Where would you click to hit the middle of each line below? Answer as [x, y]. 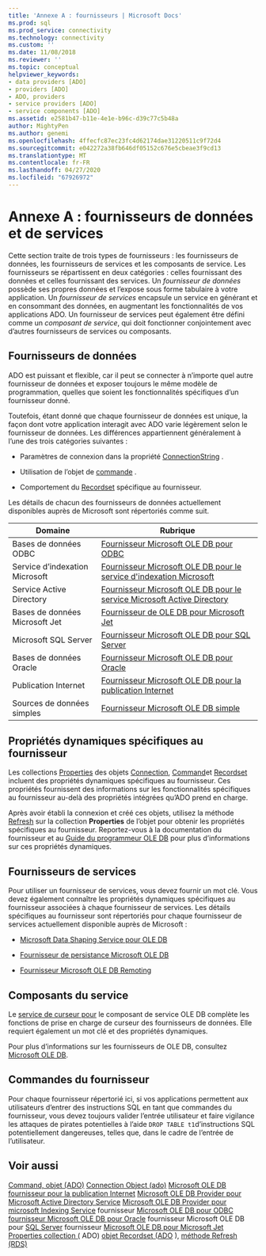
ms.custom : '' [32, 45]
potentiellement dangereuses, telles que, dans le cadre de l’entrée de [121, 1132]
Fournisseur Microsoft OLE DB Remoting [85, 970]
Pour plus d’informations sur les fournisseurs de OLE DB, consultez [118, 1047]
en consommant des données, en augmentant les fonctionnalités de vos [126, 306]
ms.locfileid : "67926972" [51, 178]
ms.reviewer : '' [35, 60]
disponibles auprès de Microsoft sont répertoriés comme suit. [109, 511]
